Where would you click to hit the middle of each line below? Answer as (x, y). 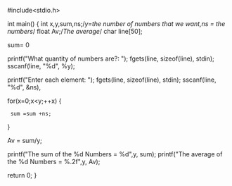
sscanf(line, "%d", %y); (41, 66)
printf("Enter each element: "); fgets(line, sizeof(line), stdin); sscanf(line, (112, 80)
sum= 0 (18, 45)
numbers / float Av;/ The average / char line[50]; (75, 31)
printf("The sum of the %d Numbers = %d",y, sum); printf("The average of (115, 154)
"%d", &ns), (24, 87)
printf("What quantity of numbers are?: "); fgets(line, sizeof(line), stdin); (111, 58)
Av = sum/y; (25, 141)
